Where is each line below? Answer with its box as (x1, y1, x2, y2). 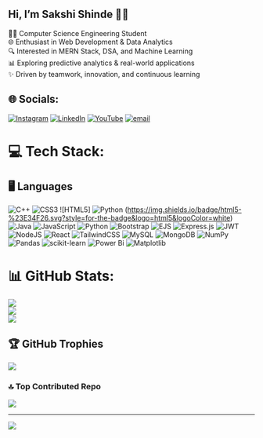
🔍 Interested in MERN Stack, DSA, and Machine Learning (8, 46, 193, 56)
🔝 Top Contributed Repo (8, 381, 102, 392)
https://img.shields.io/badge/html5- (127, 205, 243, 214)
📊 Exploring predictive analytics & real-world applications (8, 58, 196, 68)
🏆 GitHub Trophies (8, 337, 104, 350)
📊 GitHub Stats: (8, 267, 115, 285)
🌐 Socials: (8, 93, 59, 106)
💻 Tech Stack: (8, 142, 105, 160)
